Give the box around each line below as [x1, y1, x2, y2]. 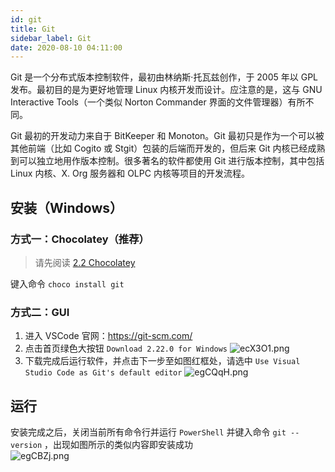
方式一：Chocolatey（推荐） [10, 232, 150, 246]
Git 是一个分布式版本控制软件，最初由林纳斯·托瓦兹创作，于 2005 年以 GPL [10, 71, 319, 83]
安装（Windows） [10, 199, 123, 216]
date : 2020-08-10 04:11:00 [10, 42, 123, 53]
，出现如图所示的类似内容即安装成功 [44, 439, 194, 451]
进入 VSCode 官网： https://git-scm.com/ [24, 330, 193, 342]
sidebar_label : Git [10, 33, 92, 43]
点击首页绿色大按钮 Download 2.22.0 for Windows [24, 342, 228, 355]
